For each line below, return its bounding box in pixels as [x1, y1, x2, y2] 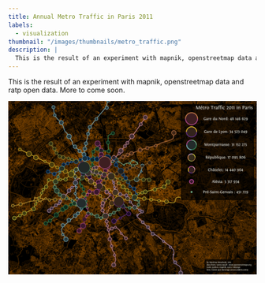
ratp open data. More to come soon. [8, 85, 125, 95]
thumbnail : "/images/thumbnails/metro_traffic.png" [8, 38, 181, 46]
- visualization [15, 29, 69, 37]
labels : [8, 20, 34, 29]
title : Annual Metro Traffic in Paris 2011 [8, 13, 154, 20]
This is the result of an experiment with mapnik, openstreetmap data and [8, 77, 244, 86]
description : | [8, 46, 58, 54]
